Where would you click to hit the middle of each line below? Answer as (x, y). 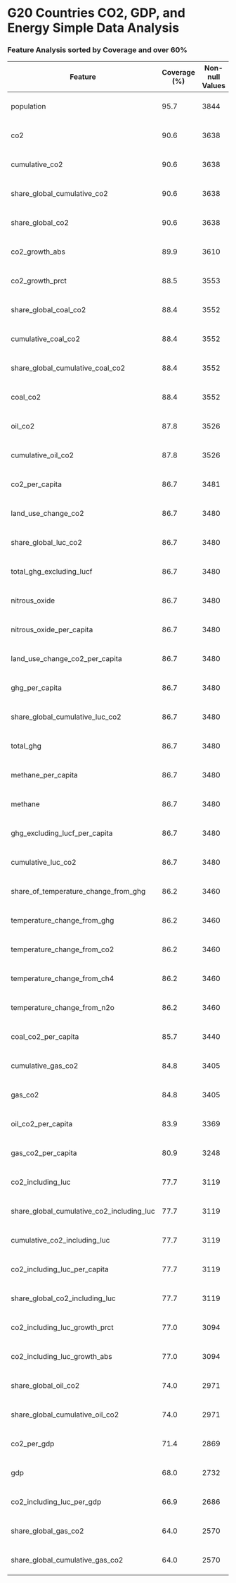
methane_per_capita (45, 775)
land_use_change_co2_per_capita (67, 659)
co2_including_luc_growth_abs (61, 1357)
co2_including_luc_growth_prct (62, 1328)
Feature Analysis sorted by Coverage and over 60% (97, 50)
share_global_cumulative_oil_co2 (65, 1415)
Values (214, 86)
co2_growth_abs (38, 252)
